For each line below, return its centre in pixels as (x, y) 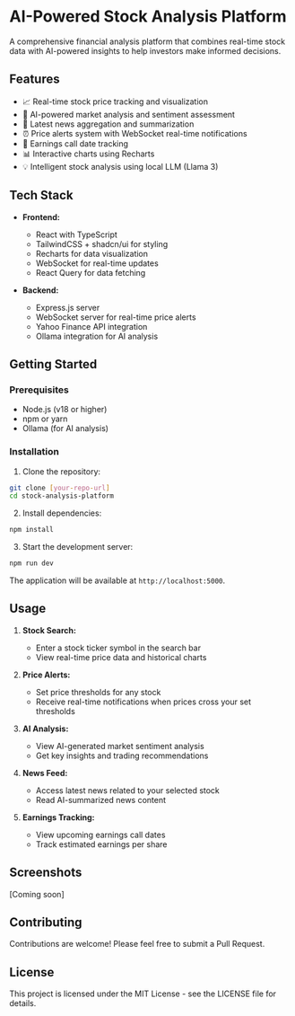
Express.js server (68, 307)
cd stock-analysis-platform (62, 496)
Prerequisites (39, 390)
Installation (35, 452)
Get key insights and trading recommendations (122, 755)
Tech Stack (41, 195)
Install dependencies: (62, 513)
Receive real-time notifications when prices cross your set (143, 702)
